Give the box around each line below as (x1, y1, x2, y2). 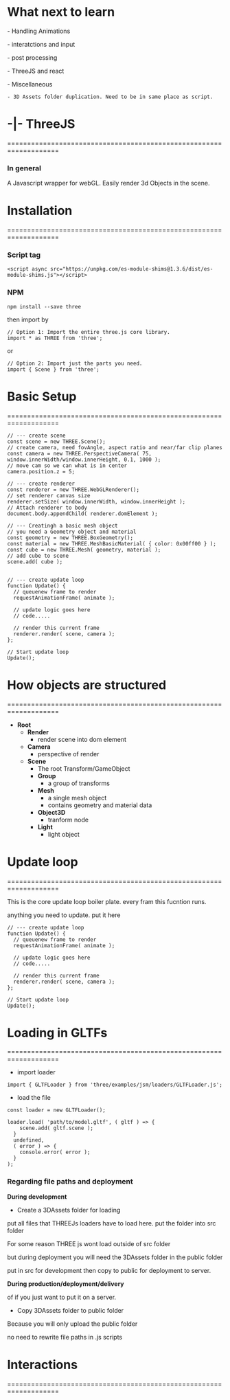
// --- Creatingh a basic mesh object (7, 522, 118, 529)
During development (7, 1193, 67, 1201)
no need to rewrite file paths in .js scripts (7, 1333, 122, 1341)
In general (7, 163, 42, 172)
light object (47, 830, 80, 838)
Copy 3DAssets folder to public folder (16, 1306, 124, 1314)
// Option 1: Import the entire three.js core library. (7, 328, 170, 335)
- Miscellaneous (7, 80, 53, 88)
